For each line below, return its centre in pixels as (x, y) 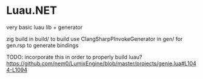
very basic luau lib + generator (45, 27)
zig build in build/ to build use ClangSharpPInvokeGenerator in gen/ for (95, 39)
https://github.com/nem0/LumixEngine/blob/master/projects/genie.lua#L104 (101, 63)
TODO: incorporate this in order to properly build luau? (74, 57)
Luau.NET (32, 11)
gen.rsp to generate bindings (42, 45)
